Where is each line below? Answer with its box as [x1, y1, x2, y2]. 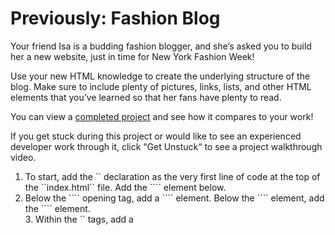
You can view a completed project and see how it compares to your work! [10, 110, 314, 122]
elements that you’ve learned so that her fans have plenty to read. [10, 91, 282, 103]
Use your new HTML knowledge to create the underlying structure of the [10, 70, 311, 82]
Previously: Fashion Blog [10, 7, 221, 30]
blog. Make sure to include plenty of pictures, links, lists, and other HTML [10, 80, 312, 92]
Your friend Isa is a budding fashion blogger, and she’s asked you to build [10, 40, 312, 52]
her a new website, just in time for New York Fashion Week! [10, 50, 255, 62]
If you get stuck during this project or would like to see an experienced [10, 130, 302, 142]
